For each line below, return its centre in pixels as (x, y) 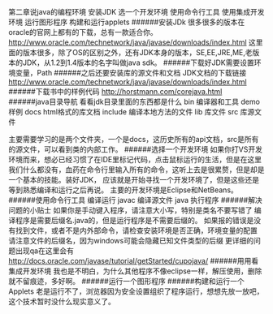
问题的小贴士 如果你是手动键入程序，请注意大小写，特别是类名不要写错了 (130, 210)
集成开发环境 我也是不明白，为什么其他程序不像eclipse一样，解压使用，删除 (135, 271)
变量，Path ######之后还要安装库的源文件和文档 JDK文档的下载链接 (131, 73)
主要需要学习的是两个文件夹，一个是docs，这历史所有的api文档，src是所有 (134, 139)
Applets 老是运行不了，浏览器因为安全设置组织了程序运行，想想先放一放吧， (136, 291)
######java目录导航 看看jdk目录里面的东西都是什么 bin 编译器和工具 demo (134, 101)
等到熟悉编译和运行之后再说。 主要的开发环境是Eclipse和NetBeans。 (123, 190)
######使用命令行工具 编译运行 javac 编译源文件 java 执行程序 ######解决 (135, 200)
